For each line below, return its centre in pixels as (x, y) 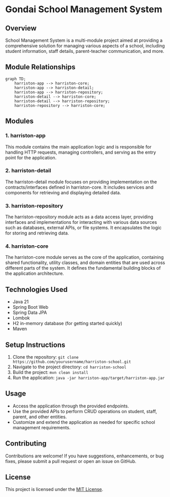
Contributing (26, 444)
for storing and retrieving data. (37, 233)
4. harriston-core (27, 246)
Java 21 (21, 302)
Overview (21, 28)
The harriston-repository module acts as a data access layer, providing (79, 217)
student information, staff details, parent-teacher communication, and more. (85, 51)
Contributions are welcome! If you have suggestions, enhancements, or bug (84, 456)
